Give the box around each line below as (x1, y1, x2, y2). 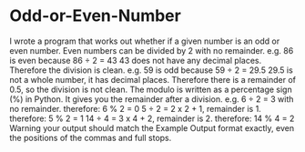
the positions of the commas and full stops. (9, 132, 172, 143)
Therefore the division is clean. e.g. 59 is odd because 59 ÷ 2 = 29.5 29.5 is (9, 65, 293, 76)
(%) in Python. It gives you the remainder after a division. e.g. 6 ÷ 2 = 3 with (9, 93, 294, 105)
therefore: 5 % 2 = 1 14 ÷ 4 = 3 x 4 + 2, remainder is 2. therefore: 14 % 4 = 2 (9, 113, 295, 124)
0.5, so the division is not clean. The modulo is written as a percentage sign (9, 84, 293, 95)
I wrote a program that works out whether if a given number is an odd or (9, 35, 280, 46)
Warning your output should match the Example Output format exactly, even (9, 122, 294, 133)
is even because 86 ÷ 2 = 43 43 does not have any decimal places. (9, 55, 262, 66)
